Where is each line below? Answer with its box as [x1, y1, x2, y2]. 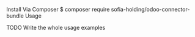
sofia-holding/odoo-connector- [111, 6, 190, 13]
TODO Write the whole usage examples [6, 24, 106, 31]
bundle [6, 12, 24, 19]
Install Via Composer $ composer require [6, 6, 110, 13]
